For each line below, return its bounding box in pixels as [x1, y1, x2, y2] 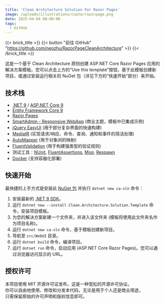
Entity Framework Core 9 [12, 107, 63, 113]
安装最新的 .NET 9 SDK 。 [12, 196, 64, 202]
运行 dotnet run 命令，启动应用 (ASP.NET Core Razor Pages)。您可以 [12, 245, 154, 251]
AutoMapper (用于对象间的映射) [12, 136, 77, 143]
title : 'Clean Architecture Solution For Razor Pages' [5, 7, 120, 12]
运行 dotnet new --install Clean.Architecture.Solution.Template [12, 202, 148, 207]
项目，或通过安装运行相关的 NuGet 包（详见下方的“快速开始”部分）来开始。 [5, 73, 159, 79]
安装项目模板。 [21, 208, 52, 214]
